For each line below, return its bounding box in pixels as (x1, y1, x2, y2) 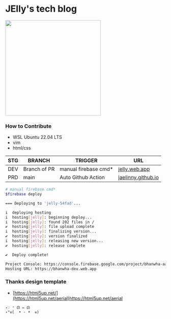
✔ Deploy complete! (5, 252, 49, 257)
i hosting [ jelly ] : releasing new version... (5, 239, 103, 244)
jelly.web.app (118, 166, 150, 173)
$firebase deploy (5, 192, 42, 197)
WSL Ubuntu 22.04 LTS (12, 134, 62, 140)
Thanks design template (5, 278, 67, 285)
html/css (12, 145, 32, 151)
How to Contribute (5, 123, 52, 130)
